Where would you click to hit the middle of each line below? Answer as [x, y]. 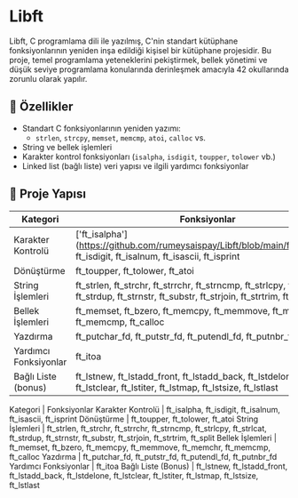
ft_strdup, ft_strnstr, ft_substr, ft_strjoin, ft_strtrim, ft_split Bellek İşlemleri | [143, 438]
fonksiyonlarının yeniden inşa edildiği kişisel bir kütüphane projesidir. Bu [141, 50]
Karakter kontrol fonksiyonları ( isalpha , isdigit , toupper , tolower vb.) [149, 157]
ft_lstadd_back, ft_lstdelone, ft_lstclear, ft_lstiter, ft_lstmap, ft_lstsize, [134, 475]
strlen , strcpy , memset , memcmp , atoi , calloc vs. [121, 137]
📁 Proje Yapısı [48, 194]
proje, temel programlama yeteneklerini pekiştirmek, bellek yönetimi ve [138, 60]
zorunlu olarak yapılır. [48, 78]
